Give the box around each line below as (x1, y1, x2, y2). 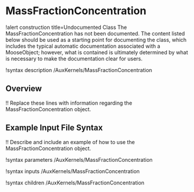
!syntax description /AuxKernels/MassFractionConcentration (5, 66, 153, 73)
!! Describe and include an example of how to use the (5, 138, 135, 145)
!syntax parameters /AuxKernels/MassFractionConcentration (5, 156, 153, 163)
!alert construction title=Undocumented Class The (5, 24, 127, 31)
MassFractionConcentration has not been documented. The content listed (5, 30, 185, 37)
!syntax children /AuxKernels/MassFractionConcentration (5, 179, 145, 186)
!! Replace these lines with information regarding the (5, 99, 133, 106)
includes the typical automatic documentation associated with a (5, 43, 160, 50)
